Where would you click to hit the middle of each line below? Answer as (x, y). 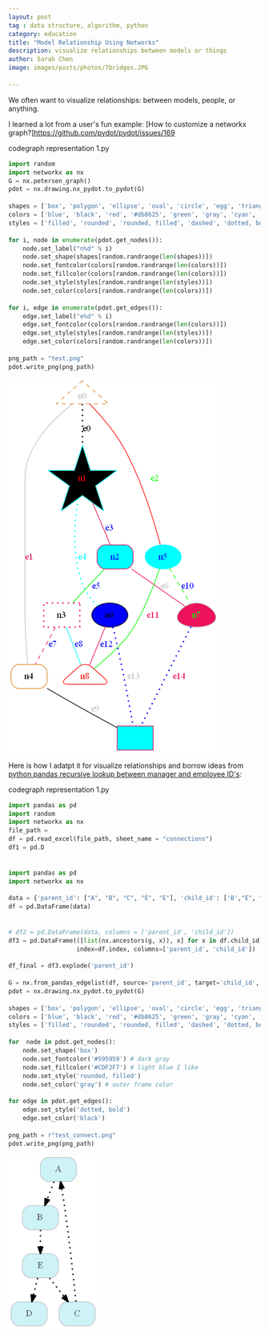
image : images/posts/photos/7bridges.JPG (78, 68)
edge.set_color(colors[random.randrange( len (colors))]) (118, 342)
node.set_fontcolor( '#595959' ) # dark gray (96, 1059)
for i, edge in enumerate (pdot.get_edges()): (85, 308)
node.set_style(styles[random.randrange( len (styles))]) (118, 282)
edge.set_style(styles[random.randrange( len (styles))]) (118, 333)
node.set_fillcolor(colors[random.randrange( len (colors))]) (125, 274)
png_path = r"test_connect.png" (62, 1135)
